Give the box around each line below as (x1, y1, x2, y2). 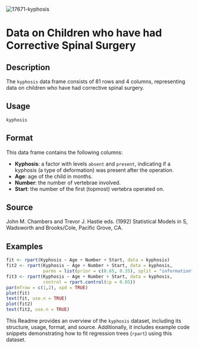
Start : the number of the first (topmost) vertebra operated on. (14, 185, 165, 192)
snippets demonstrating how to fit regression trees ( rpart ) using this (6, 330, 172, 337)
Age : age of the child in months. (14, 173, 93, 180)
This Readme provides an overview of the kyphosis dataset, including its (6, 317, 181, 324)
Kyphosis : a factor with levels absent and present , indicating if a (14, 160, 171, 167)
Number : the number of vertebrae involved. (14, 179, 121, 186)
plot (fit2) (6, 301, 33, 307)
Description (6, 62, 50, 72)
